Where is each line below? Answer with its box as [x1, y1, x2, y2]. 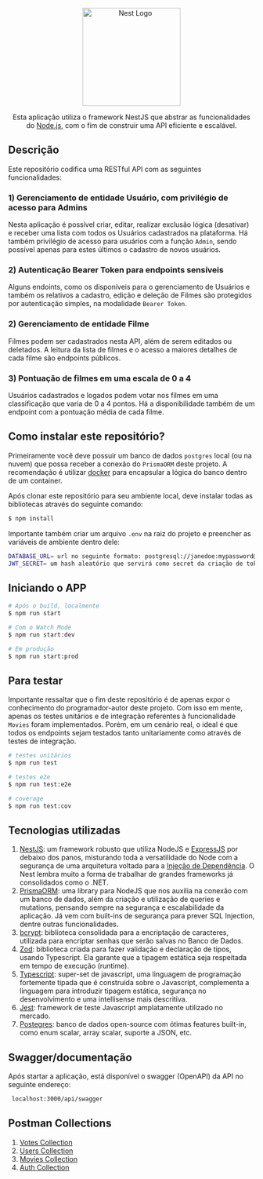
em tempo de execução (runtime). [19, 962, 129, 971]
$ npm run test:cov [8, 801, 72, 810]
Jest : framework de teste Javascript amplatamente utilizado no [19, 1003, 223, 1013]
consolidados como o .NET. [19, 878, 109, 887]
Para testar [8, 673, 63, 687]
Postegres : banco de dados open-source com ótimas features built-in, [19, 1020, 247, 1029]
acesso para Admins [8, 202, 88, 213]
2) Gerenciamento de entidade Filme [8, 319, 150, 330]
